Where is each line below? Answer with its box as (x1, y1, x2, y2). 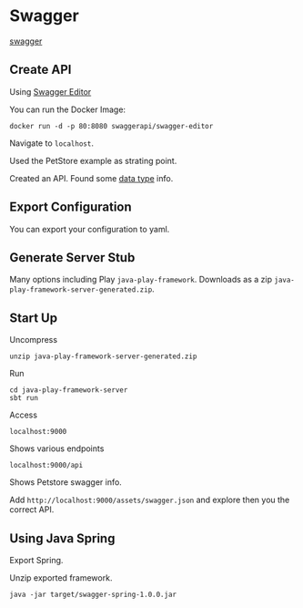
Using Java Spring (9, 531, 116, 546)
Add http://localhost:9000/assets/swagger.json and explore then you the (9, 494, 290, 506)
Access (9, 409, 38, 420)
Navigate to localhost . (9, 138, 94, 149)
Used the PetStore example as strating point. (9, 155, 177, 166)
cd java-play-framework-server (9, 386, 128, 395)
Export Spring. (9, 555, 64, 565)
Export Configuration (9, 200, 132, 215)
